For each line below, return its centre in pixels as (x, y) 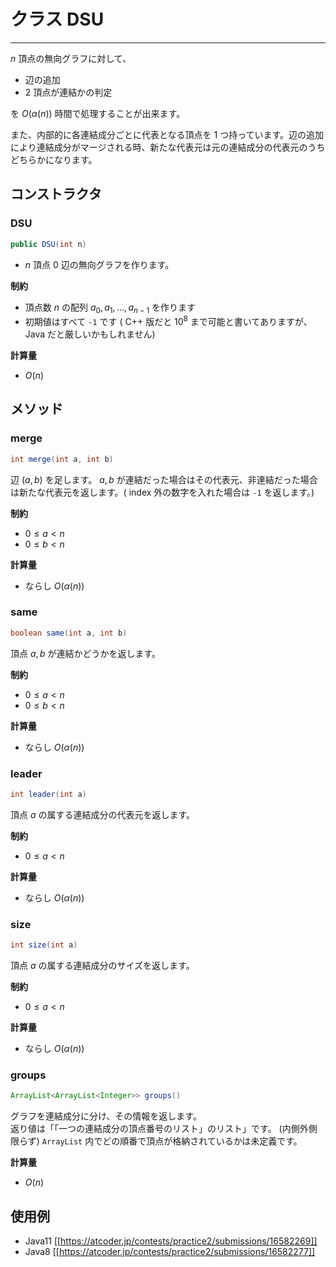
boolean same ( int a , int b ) (69, 633)
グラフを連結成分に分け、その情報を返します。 (106, 1116)
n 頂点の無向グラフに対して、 (71, 58)
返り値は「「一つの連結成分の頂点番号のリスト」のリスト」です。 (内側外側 (164, 1129)
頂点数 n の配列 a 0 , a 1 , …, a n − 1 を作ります (110, 308)
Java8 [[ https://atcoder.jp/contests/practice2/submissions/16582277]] (170, 1252)
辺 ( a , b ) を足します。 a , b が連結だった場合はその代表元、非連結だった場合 (164, 479)
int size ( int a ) (44, 945)
